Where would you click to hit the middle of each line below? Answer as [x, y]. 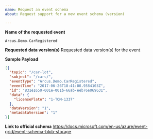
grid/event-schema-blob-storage [38, 132]
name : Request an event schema [37, 9]
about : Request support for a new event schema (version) [65, 14]
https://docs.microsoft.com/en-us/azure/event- [100, 126]
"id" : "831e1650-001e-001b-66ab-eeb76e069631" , [59, 90]
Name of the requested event [35, 32]
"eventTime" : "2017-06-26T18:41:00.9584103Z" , [57, 86]
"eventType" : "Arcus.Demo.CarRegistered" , [53, 82]
